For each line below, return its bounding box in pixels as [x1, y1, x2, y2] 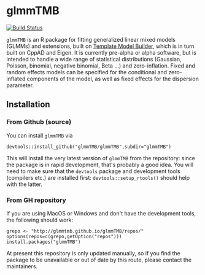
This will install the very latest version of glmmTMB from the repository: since [6, 154, 195, 161]
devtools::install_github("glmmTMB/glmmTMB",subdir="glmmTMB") [6, 144, 172, 150]
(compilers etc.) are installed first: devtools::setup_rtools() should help [6, 174, 190, 181]
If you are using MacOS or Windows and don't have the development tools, [6, 209, 196, 217]
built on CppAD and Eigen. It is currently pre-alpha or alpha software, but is [6, 48, 196, 56]
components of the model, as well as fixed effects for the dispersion [26, 75, 199, 82]
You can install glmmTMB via [6, 131, 73, 139]
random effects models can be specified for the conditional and [6, 68, 168, 76]
